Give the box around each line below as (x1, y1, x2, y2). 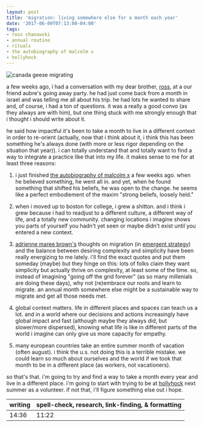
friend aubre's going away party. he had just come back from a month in (6, 89, 188, 96)
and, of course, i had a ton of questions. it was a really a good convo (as (6, 102, 188, 110)
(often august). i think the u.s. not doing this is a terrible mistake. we (15, 348, 186, 356)
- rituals (6, 43, 32, 49)
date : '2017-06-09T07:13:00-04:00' (6, 20, 97, 26)
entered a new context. (15, 228, 74, 235)
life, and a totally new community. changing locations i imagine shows (15, 215, 191, 223)
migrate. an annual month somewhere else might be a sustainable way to (15, 285, 199, 293)
